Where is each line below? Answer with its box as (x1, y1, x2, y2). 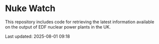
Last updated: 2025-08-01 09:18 (5, 33, 71, 39)
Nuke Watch (5, 3, 56, 14)
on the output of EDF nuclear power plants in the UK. (5, 24, 111, 29)
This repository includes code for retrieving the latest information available (5, 19, 155, 25)
